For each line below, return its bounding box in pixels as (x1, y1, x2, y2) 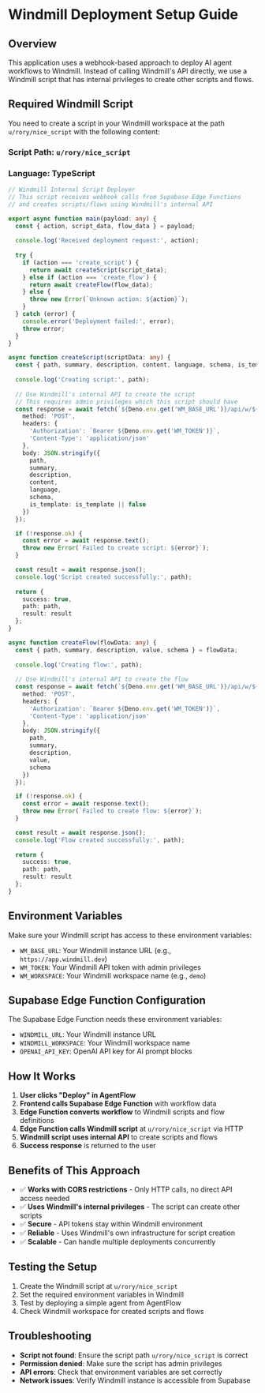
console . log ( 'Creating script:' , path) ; (15, 376, 150, 384)
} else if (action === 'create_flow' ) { (22, 273, 157, 281)
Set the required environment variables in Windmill (19, 1290, 184, 1299)
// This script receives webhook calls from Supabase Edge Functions (8, 193, 242, 201)
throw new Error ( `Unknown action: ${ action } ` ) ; (28, 295, 189, 303)
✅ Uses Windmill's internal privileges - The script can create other (19, 1202, 241, 1211)
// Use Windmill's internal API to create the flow (15, 675, 189, 684)
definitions (19, 1116, 54, 1125)
